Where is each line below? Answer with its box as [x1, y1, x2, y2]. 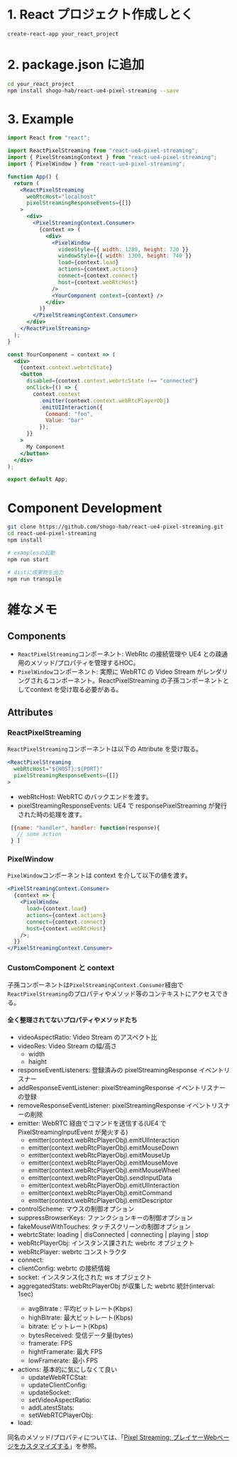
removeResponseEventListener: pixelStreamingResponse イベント [17, 1101, 211, 1109]
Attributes [7, 706, 53, 718]
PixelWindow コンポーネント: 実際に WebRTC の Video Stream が [17, 668, 204, 676]
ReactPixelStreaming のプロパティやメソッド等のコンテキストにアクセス [7, 989, 216, 998]
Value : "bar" [45, 417, 84, 424]
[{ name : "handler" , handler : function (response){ [10, 824, 160, 831]
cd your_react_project [7, 80, 75, 87]
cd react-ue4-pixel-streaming [7, 530, 97, 537]
